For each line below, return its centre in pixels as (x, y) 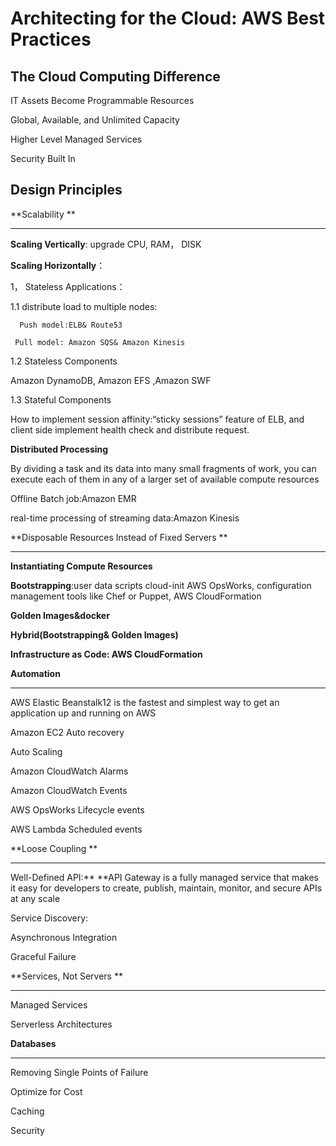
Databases (33, 1043)
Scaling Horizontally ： (58, 265)
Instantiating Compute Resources (81, 566)
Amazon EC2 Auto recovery (67, 732)
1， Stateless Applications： (68, 286)
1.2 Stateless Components (64, 361)
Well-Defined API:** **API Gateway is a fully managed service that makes (164, 877)
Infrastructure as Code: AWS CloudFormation (106, 654)
